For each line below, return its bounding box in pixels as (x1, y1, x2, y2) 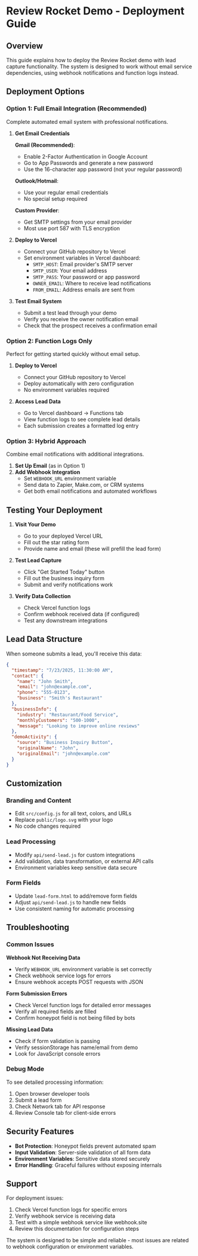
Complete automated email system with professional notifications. (6, 118, 169, 125)
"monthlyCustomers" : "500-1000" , (17, 717, 100, 723)
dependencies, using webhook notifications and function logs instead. (6, 69, 179, 76)
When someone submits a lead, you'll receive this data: (6, 650, 142, 657)
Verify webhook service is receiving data (14, 1212, 116, 1220)
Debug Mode (6, 1065, 45, 1073)
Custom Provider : (14, 206, 60, 214)
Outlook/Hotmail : (14, 177, 58, 184)
